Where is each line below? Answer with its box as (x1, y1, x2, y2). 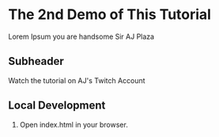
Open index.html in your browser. (19, 120, 128, 129)
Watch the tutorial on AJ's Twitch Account (8, 75, 145, 85)
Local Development (8, 99, 106, 112)
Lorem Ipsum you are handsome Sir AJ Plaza (8, 32, 155, 41)
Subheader (8, 55, 65, 68)
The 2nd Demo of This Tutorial (8, 6, 212, 24)
